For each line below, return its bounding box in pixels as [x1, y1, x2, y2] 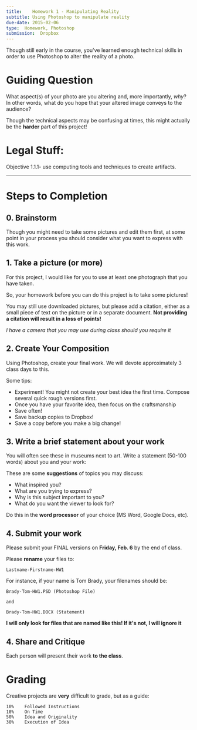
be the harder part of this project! [6, 123, 87, 130]
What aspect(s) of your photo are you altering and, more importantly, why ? [6, 93, 186, 100]
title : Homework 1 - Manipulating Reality [6, 8, 119, 15]
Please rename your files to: [6, 556, 74, 563]
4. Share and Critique [6, 636, 85, 646]
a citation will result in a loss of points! [6, 315, 101, 322]
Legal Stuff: [6, 144, 64, 157]
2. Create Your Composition [6, 344, 110, 354]
